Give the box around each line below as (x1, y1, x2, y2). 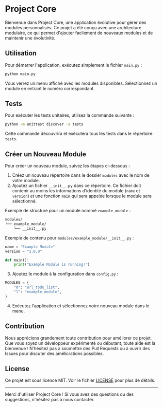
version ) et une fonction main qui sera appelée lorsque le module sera (12, 193, 152, 199)
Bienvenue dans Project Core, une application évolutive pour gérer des (5, 19, 147, 25)
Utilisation (5, 49, 37, 57)
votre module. (12, 178, 40, 184)
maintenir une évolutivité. (5, 35, 56, 41)
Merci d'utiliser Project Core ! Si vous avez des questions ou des (5, 391, 134, 397)
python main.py (5, 72, 36, 76)
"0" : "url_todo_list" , (14, 285, 60, 290)
